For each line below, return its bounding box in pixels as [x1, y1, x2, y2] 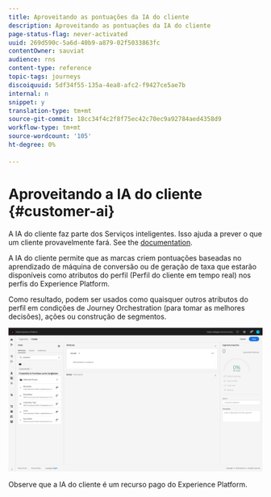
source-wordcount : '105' [8, 132, 92, 140]
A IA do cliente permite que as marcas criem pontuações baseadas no [8, 253, 242, 262]
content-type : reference [8, 65, 92, 73]
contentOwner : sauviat [8, 47, 85, 56]
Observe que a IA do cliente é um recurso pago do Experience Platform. [8, 479, 248, 489]
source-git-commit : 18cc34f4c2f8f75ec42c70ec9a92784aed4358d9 [8, 115, 222, 123]
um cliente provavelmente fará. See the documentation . [8, 237, 194, 247]
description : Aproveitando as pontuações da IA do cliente [8, 21, 211, 30]
